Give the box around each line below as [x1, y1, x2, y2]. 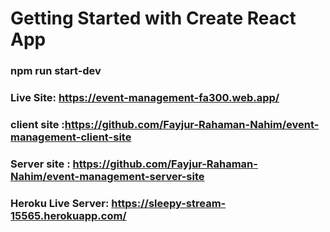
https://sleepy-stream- [111, 196, 227, 210]
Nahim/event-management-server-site [10, 169, 205, 183]
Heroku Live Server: [10, 196, 110, 210]
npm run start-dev [10, 64, 102, 78]
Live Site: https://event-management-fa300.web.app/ [10, 91, 280, 105]
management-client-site [10, 130, 132, 144]
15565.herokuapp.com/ [10, 208, 127, 222]
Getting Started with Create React [10, 7, 297, 30]
